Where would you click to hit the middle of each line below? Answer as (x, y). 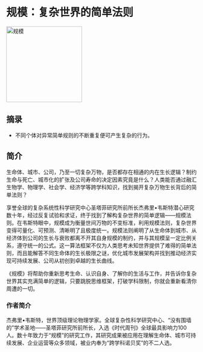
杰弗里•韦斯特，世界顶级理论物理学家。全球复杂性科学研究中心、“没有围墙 (99, 320)
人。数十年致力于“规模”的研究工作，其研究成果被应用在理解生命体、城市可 (99, 335)
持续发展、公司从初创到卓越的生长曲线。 (67, 261)
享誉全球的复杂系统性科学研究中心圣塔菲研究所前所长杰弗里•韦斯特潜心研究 (100, 207)
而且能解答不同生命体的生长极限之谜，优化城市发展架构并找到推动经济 (104, 253)
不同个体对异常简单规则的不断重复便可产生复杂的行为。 (84, 135)
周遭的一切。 (22, 288)
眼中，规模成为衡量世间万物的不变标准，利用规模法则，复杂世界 (117, 222)
